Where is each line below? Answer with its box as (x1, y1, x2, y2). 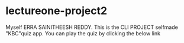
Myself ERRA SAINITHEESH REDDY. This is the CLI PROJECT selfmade (5, 24, 178, 31)
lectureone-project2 (5, 4, 108, 18)
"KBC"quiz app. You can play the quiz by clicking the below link (5, 29, 161, 37)
